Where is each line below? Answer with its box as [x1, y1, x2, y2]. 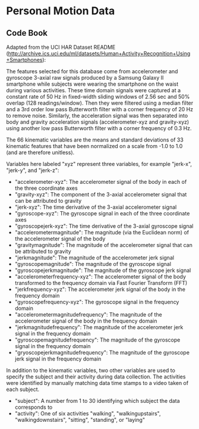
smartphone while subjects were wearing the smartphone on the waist [6, 80, 179, 87]
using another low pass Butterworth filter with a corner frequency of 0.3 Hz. [6, 125, 192, 131]
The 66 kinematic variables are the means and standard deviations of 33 [6, 136, 184, 143]
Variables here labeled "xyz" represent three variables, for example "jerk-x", [6, 161, 192, 167]
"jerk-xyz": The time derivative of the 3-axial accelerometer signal [14, 203, 177, 211]
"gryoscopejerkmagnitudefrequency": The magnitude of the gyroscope [14, 349, 190, 356]
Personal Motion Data [6, 4, 115, 18]
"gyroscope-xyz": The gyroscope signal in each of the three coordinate [14, 210, 190, 217]
